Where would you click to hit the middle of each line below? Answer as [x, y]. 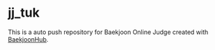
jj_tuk [24, 13]
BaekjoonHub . [28, 39]
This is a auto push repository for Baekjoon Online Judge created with [108, 32]
